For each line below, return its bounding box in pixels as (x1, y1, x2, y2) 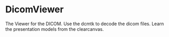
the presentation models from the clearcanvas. (5, 26, 104, 32)
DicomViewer (5, 4, 64, 15)
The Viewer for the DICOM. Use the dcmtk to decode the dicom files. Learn (5, 21, 164, 27)
